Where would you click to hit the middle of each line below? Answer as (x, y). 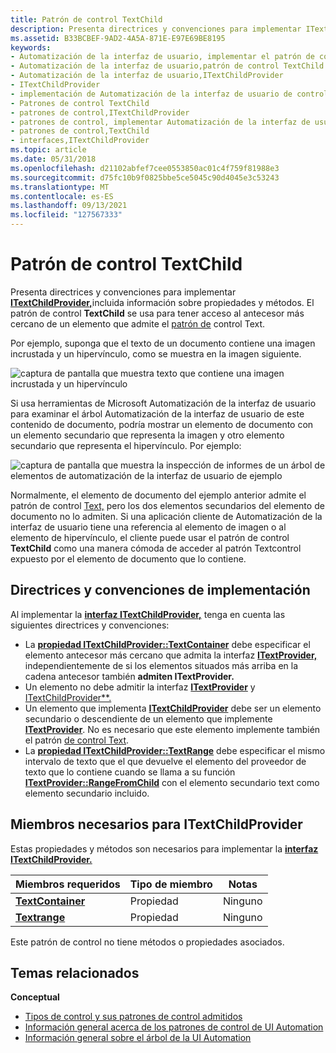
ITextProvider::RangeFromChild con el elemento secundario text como (172, 782)
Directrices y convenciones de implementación (160, 590)
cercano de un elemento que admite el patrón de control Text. (138, 323)
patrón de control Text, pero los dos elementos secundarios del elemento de (167, 505)
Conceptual (35, 997)
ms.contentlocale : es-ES (62, 196)
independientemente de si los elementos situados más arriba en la (161, 665)
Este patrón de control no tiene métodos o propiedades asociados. (147, 942)
